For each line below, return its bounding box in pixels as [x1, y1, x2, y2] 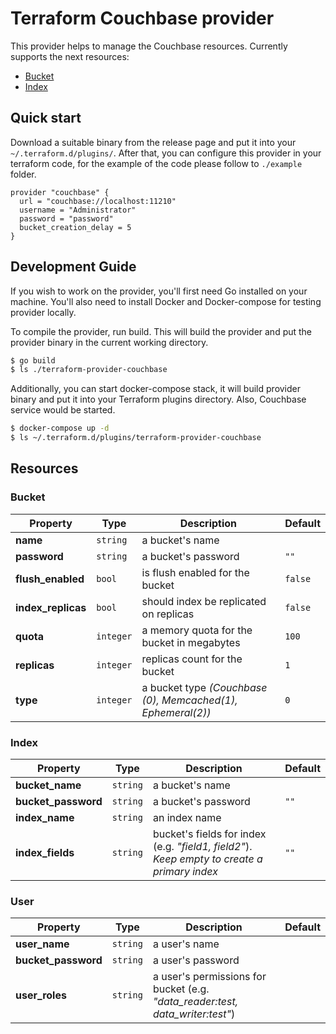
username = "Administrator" [19, 205, 137, 215]
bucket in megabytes [141, 635, 241, 649]
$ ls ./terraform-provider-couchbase [10, 365, 168, 375]
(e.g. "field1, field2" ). [152, 840, 253, 854]
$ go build [10, 355, 56, 366]
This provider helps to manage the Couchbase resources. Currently [10, 40, 288, 52]
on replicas [141, 607, 195, 621]
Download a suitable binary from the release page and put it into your [10, 136, 297, 148]
